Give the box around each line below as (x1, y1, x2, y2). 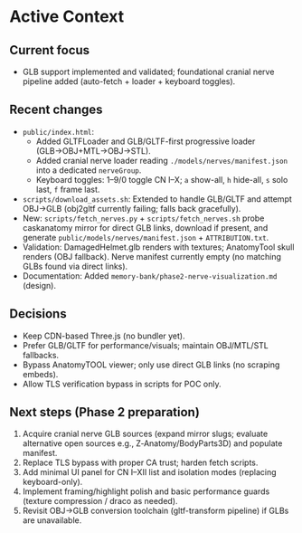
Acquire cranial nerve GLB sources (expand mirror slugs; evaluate (22, 428, 269, 440)
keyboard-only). (22, 477, 83, 488)
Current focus (9, 43, 90, 58)
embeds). (22, 368, 59, 379)
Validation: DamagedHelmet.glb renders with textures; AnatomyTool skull (22, 242, 295, 252)
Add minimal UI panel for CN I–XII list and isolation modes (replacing (22, 467, 278, 478)
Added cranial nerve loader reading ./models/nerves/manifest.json (35, 155, 288, 166)
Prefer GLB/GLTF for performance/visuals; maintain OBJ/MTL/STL (22, 339, 269, 350)
